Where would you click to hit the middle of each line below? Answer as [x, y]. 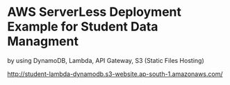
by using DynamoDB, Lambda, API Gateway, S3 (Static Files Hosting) [106, 60]
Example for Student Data [83, 27]
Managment [43, 41]
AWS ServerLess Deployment [95, 12]
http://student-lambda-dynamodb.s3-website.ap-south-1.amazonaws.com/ [115, 74]
